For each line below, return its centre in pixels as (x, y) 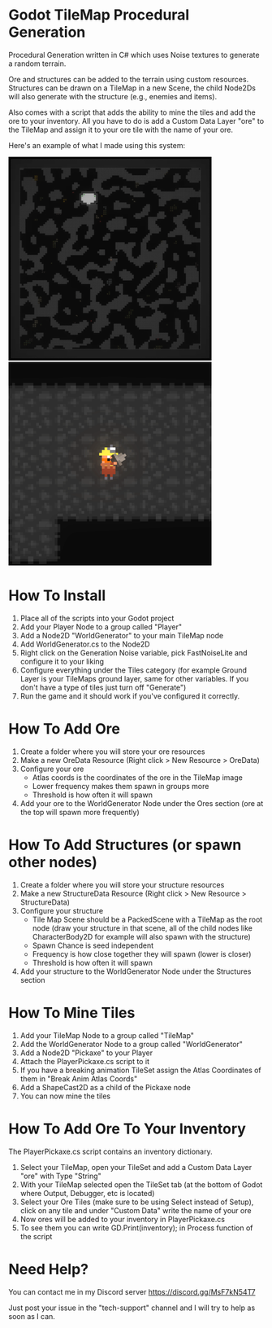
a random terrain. (37, 64)
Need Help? (49, 1269)
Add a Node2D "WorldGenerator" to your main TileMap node (122, 635)
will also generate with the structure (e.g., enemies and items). (113, 96)
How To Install (57, 596)
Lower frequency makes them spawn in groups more (121, 786)
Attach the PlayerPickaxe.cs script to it (85, 1061)
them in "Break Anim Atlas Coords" (79, 1078)
